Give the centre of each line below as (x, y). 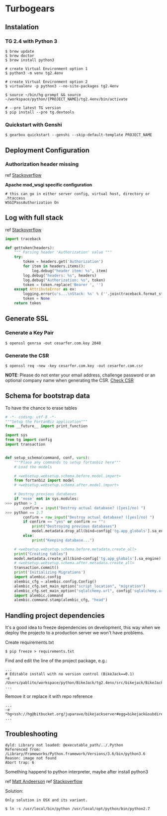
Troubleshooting (32, 734)
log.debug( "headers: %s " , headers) (60, 275)
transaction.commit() (36, 568)
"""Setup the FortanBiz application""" (46, 422)
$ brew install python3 (30, 60)
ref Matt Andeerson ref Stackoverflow (44, 781)
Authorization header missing (42, 164)
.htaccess (15, 198)
